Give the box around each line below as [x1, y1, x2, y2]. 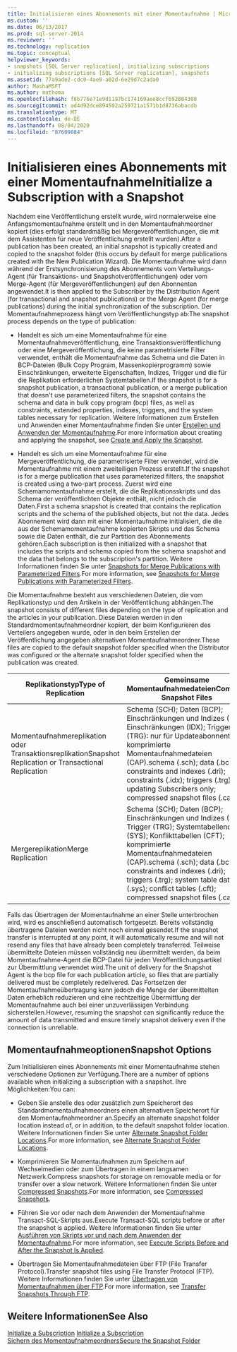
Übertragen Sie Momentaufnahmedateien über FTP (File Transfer [17, 1260, 207, 1268]
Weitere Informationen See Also [7, 1310, 148, 1322]
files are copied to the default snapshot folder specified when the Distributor [7, 643, 230, 652]
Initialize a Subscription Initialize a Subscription [7, 1329, 145, 1337]
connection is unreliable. [7, 1023, 79, 1031]
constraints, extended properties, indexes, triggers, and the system [17, 406, 214, 414]
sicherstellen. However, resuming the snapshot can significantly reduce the [7, 1008, 224, 1017]
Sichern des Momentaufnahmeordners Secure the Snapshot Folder [7, 1336, 201, 1345]
